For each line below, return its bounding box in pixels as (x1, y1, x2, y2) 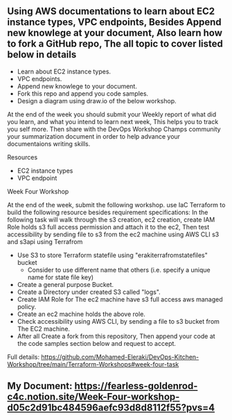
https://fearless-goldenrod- (74, 380, 198, 392)
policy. (17, 302, 37, 310)
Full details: (7, 353, 40, 361)
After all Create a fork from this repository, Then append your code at (17, 332, 216, 340)
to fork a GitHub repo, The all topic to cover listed (7, 38, 224, 50)
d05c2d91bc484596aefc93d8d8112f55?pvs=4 (7, 402, 215, 414)
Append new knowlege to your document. (17, 82, 137, 90)
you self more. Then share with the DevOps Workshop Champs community (7, 125, 221, 133)
